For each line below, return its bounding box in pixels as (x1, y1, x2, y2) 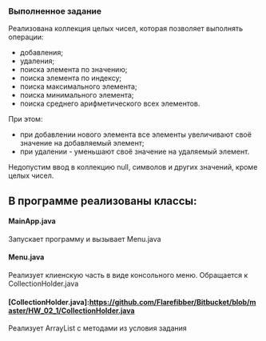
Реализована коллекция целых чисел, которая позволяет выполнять (8, 24, 244, 34)
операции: (8, 32, 44, 42)
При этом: (8, 114, 43, 124)
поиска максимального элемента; (19, 82, 137, 91)
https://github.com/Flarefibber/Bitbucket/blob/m (89, 297, 256, 307)
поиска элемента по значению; (19, 65, 128, 74)
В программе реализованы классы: (8, 194, 197, 207)
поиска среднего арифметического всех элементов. (19, 98, 200, 109)
